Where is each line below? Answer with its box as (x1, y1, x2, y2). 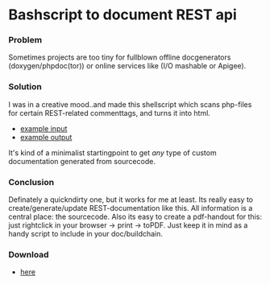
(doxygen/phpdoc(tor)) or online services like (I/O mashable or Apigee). (8, 61, 247, 71)
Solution (8, 81, 43, 93)
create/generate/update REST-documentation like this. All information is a (8, 204, 253, 213)
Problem (8, 35, 43, 46)
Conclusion (8, 176, 55, 187)
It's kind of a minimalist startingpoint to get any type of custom (8, 147, 217, 158)
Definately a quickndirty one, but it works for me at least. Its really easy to (8, 195, 254, 204)
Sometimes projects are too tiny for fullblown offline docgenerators (8, 52, 231, 62)
